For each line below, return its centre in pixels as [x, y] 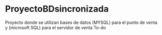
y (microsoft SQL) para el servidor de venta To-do [56, 27]
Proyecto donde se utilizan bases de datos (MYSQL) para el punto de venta [81, 22]
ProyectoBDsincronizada [57, 9]
